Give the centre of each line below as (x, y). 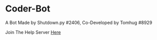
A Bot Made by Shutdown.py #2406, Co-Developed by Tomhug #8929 (79, 22)
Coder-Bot (28, 9)
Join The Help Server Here (33, 32)
